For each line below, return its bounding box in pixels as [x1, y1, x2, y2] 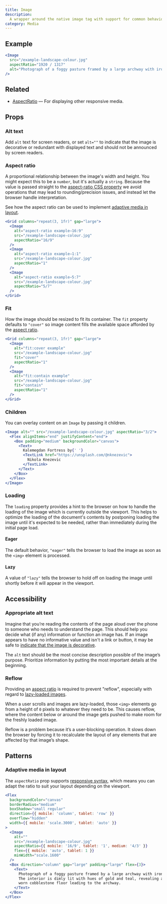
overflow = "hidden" [9, 816, 48, 821]
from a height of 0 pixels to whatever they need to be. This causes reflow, [5, 706, 156, 712]
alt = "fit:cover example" [14, 346, 66, 351]
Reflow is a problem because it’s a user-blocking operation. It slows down [5, 727, 156, 733]
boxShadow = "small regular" [9, 806, 66, 812]
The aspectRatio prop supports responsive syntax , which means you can [5, 777, 155, 783]
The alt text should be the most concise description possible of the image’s [5, 651, 161, 657]
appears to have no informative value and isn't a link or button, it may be [5, 637, 153, 643]
